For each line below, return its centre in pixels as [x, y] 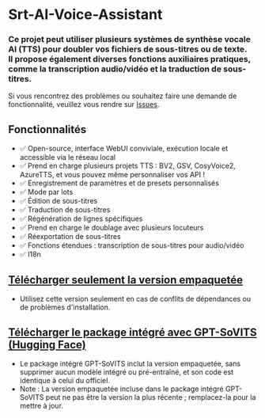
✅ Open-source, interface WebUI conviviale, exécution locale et [124, 149]
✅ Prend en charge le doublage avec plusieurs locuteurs [112, 228]
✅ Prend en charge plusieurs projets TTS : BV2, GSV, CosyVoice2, [127, 166]
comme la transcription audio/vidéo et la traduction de [115, 69]
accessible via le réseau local [68, 158]
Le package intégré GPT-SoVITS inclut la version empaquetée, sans [130, 363]
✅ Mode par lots [46, 192]
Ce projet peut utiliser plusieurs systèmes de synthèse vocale [129, 40]
